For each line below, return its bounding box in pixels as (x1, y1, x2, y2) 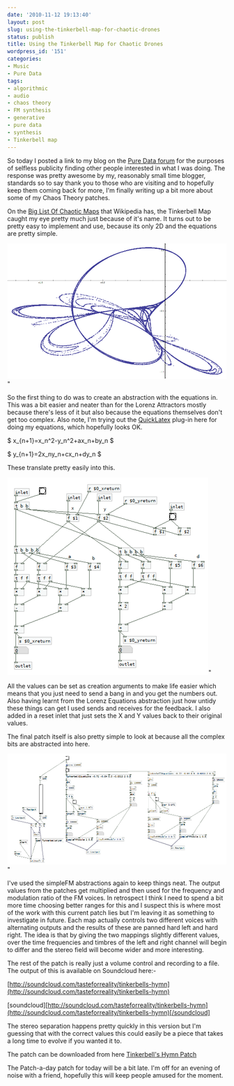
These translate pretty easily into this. (7, 464, 116, 472)
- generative (7, 114, 45, 121)
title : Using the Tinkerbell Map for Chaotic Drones (7, 40, 164, 48)
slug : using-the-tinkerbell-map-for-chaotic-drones (7, 26, 160, 33)
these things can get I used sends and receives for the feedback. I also (7, 704, 211, 713)
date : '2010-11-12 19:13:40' (7, 11, 92, 18)
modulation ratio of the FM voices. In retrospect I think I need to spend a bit (7, 893, 224, 903)
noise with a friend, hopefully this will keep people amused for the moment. (7, 1071, 224, 1080)
